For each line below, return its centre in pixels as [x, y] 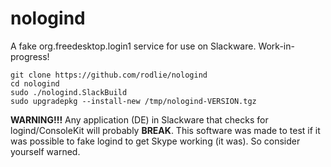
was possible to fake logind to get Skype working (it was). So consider [155, 141]
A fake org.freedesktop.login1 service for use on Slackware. [133, 46]
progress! [30, 56]
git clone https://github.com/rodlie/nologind [109, 75]
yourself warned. [45, 151]
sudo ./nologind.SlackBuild [69, 92]
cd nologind [35, 83]
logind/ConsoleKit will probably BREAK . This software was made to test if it [165, 130]
